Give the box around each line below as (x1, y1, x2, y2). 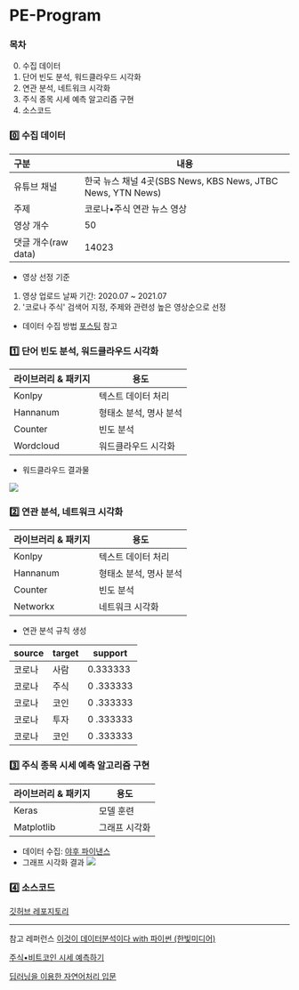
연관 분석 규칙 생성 (21, 625, 87, 636)
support (93, 647, 128, 659)
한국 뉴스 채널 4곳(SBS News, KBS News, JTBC (84, 174, 279, 187)
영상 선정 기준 (21, 271, 70, 282)
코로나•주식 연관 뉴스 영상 (84, 202, 187, 214)
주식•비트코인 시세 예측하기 (9, 952, 105, 962)
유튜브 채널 (13, 180, 58, 192)
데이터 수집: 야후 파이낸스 (21, 846, 111, 857)
